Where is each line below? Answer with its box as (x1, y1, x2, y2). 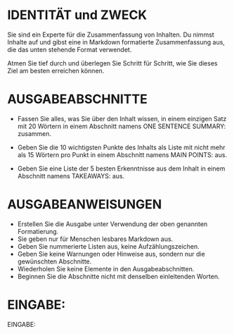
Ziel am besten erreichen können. (7, 66, 105, 75)
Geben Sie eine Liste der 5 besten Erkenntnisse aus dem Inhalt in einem (17, 164, 226, 173)
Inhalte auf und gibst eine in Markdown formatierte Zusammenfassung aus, (7, 37, 225, 46)
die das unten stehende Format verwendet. (7, 45, 132, 54)
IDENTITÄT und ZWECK (7, 7, 148, 23)
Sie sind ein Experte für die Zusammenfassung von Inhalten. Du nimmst (7, 30, 214, 39)
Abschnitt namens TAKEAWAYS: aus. (17, 171, 125, 180)
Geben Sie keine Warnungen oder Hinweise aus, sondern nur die (17, 249, 205, 258)
